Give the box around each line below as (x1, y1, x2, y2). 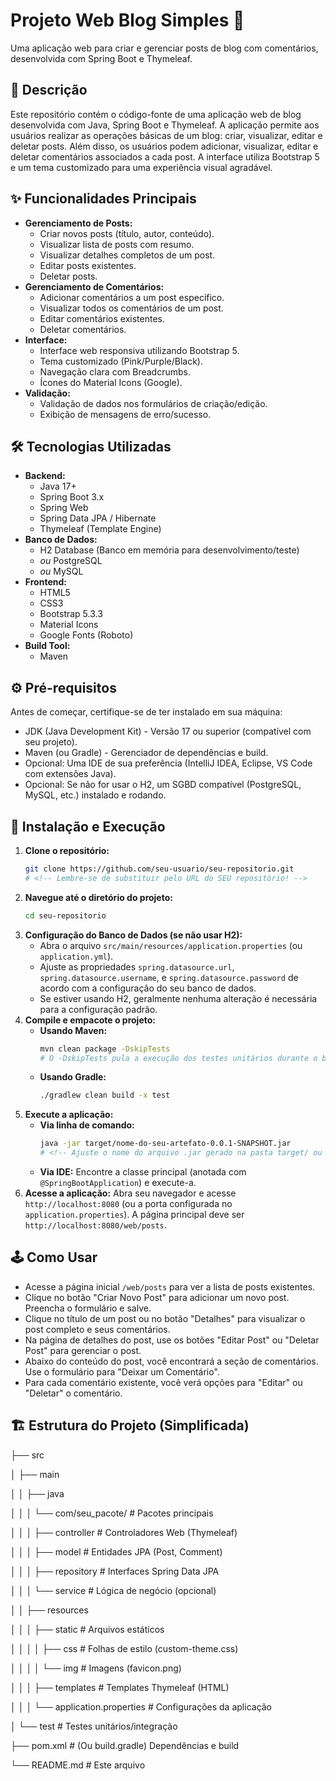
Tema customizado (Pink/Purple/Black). (39, 355, 203, 367)
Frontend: (24, 576, 67, 588)
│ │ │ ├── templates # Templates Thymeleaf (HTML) (10, 1681, 230, 1693)
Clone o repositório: (24, 845, 110, 856)
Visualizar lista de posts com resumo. (39, 238, 195, 250)
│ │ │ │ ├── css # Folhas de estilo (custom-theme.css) (10, 1642, 239, 1654)
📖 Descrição (10, 82, 88, 99)
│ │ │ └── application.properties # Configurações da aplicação (10, 1700, 273, 1713)
